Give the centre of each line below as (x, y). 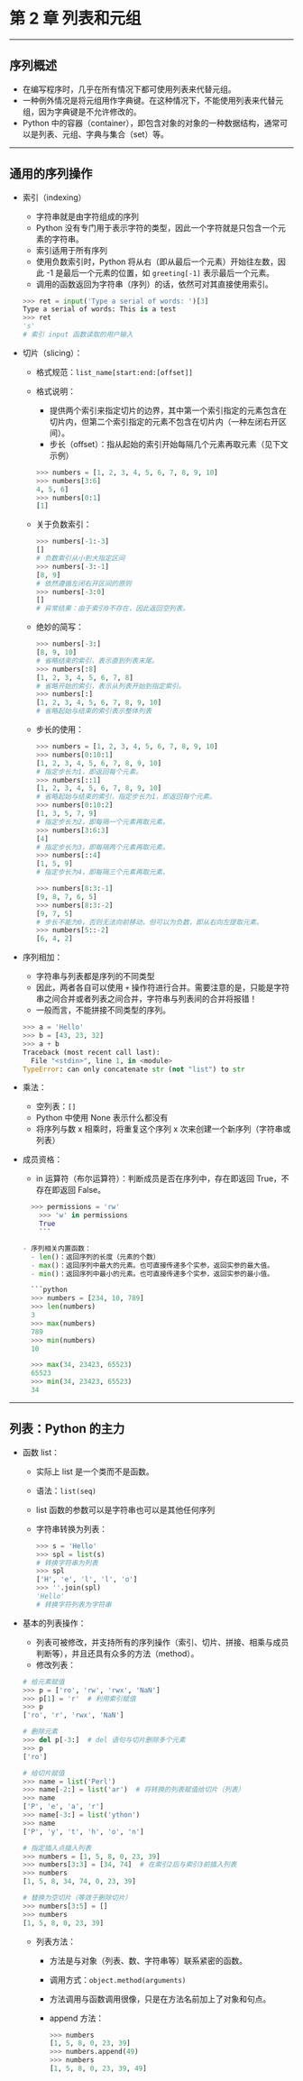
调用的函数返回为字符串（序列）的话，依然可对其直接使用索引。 (154, 284)
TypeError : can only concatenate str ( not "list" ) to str (133, 1069)
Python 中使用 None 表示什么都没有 (102, 1118)
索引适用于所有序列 (72, 250)
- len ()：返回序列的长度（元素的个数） (96, 1257)
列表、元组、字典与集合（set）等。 (103, 134)
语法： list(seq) (66, 1490)
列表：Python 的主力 (67, 1429)
